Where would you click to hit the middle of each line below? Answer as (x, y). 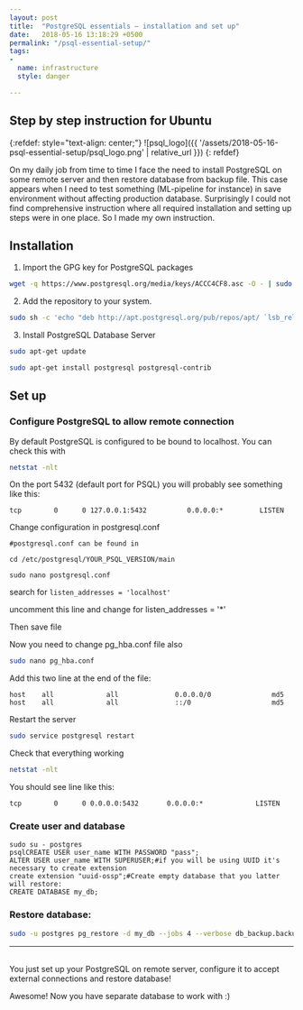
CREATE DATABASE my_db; (54, 892)
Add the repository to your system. (87, 301)
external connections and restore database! (90, 978)
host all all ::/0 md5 (147, 703)
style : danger (44, 77)
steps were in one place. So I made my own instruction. (112, 217)
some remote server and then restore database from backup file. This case (149, 179)
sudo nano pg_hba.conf (52, 661)
